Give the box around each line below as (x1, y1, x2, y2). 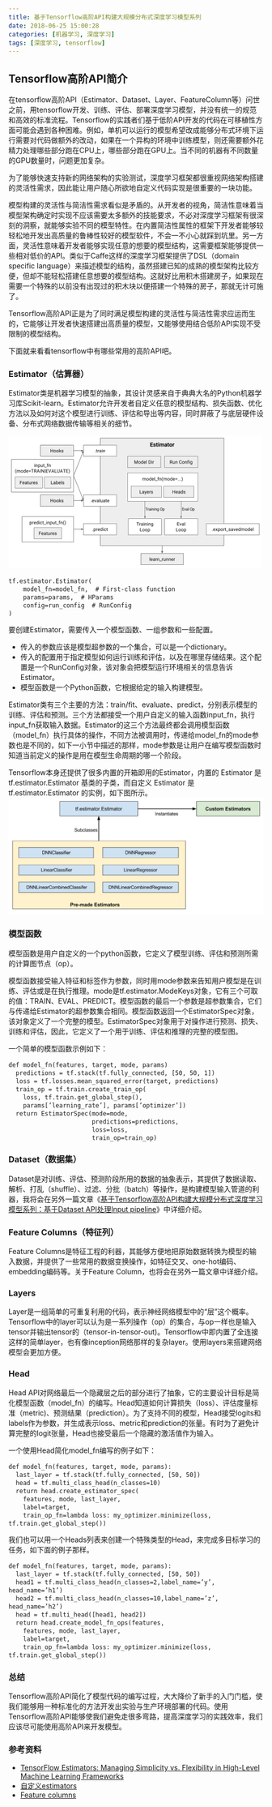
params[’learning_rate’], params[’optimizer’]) (23, 1101, 186, 1110)
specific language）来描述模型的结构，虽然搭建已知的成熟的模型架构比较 (8, 261, 253, 271)
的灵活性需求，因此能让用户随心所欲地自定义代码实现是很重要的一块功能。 (8, 183, 257, 193)
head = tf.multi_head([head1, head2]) (15, 1610, 147, 1619)
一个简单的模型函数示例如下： (8, 1043, 108, 1053)
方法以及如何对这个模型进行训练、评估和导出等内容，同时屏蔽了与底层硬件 (8, 409, 257, 418)
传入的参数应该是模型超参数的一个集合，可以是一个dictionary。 (19, 642, 232, 652)
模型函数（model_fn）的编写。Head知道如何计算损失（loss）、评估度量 (15, 1398, 252, 1407)
